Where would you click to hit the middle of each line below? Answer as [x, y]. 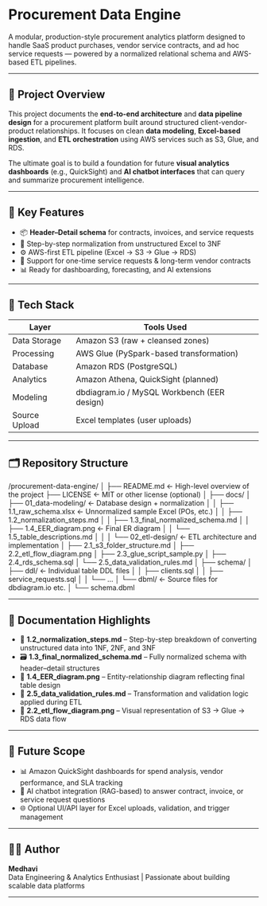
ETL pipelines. [54, 62]
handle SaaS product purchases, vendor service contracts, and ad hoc [124, 45]
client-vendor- [224, 122]
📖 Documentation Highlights [79, 620]
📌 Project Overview [57, 94]
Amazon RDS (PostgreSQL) [126, 366]
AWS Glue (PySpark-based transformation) [157, 353]
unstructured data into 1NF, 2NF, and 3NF [88, 648]
